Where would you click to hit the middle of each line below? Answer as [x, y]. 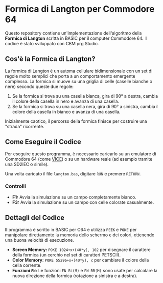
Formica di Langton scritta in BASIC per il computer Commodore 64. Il [76, 38]
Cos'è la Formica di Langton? [50, 59]
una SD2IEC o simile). [27, 164]
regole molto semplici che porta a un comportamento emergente [70, 76]
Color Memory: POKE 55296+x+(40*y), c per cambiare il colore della [81, 260]
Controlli [15, 186]
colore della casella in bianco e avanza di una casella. [66, 112]
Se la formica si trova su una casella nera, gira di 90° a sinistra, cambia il [85, 106]
